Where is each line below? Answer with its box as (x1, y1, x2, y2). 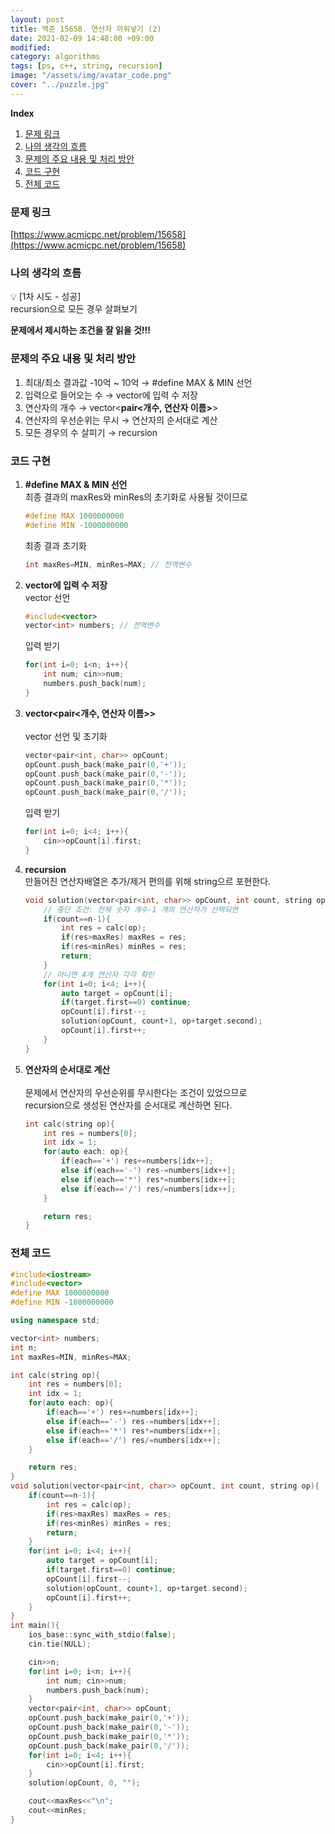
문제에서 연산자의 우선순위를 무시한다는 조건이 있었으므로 (24, 1086, 248, 1098)
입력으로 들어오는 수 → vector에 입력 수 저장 (24, 389, 198, 401)
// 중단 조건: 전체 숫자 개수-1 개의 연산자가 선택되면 (43, 904, 239, 915)
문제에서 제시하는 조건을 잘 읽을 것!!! (10, 324, 151, 336)
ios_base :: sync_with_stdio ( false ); (28, 1630, 177, 1640)
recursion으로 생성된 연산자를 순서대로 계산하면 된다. (24, 1099, 233, 1111)
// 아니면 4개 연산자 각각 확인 (43, 969, 155, 980)
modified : (10, 42, 52, 53)
